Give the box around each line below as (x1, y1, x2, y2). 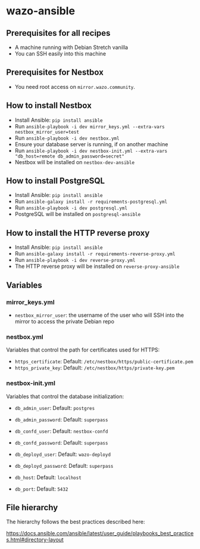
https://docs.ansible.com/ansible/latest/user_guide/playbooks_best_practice (6, 530, 194, 537)
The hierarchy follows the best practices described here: (6, 518, 145, 526)
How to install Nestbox (6, 100, 92, 111)
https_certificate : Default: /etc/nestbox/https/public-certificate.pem (14, 358, 193, 365)
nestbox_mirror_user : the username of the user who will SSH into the (14, 311, 185, 319)
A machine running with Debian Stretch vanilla (14, 44, 129, 51)
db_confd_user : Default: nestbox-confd (14, 427, 108, 434)
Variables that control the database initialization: (6, 393, 124, 400)
